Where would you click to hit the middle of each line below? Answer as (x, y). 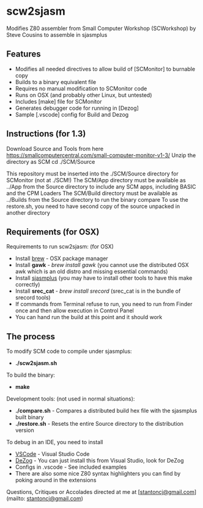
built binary (29, 417)
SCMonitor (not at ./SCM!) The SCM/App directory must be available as (96, 180)
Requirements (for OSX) (53, 232)
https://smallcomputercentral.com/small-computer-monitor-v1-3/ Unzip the (101, 155)
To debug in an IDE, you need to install (55, 442)
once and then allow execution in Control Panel (75, 310)
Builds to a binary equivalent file (56, 82)
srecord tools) (33, 298)
